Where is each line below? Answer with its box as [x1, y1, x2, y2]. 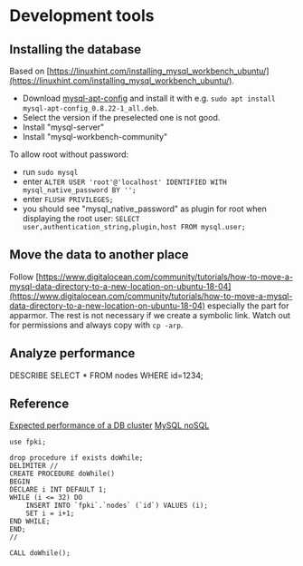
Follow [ [9, 271, 39, 282]
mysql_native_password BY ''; [22, 186, 137, 195]
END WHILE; [9, 517, 51, 526]
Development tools [9, 5, 155, 26]
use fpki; [9, 437, 47, 447]
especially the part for [207, 300, 289, 311]
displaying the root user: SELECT [22, 213, 140, 223]
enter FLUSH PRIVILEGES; [22, 194, 114, 204]
